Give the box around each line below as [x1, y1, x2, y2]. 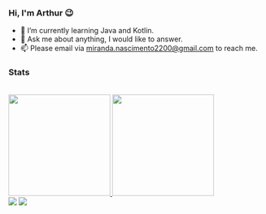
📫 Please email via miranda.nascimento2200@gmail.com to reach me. [20, 44, 258, 53]
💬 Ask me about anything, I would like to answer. [20, 34, 183, 44]
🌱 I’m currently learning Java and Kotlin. [20, 26, 155, 36]
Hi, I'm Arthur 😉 [8, 7, 74, 19]
